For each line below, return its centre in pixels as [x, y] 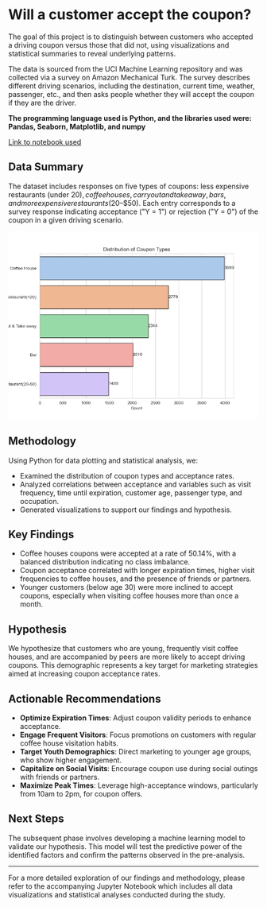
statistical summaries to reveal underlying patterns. [92, 53]
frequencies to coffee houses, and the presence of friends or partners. [135, 579]
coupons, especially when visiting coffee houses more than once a [129, 596]
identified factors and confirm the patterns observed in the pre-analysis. [126, 855]
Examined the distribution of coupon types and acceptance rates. [127, 475]
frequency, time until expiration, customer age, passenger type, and [131, 492]
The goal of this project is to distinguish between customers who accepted [131, 37]
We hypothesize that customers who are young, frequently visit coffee [123, 649]
